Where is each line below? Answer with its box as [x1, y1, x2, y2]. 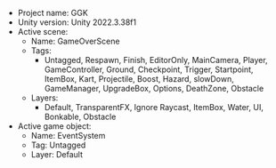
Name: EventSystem [30, 131, 106, 140]
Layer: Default [30, 149, 83, 159]
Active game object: [17, 121, 92, 132]
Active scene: [17, 27, 69, 36]
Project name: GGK [17, 8, 89, 18]
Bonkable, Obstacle [44, 111, 117, 122]
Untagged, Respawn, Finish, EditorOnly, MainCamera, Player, [44, 55, 269, 65]
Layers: [30, 92, 59, 103]
